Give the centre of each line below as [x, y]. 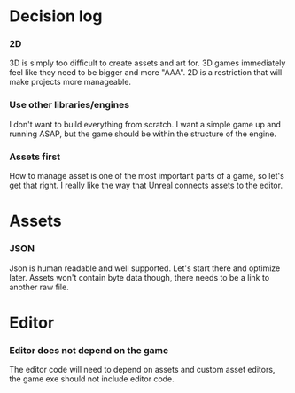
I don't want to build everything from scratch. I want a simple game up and [145, 124]
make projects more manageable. [70, 82]
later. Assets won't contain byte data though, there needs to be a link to [140, 277]
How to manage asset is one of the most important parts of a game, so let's [147, 176]
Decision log [56, 16]
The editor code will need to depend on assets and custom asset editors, [142, 370]
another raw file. [39, 287]
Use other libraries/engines [70, 105]
